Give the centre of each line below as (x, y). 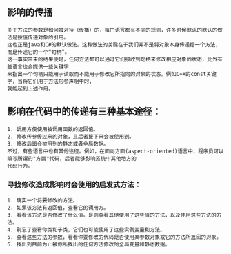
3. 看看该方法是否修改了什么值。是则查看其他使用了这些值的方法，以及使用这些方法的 (112, 215)
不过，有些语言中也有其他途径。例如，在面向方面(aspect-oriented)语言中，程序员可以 (115, 151)
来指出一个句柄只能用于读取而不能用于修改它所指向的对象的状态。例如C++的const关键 (112, 74)
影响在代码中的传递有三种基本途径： (84, 111)
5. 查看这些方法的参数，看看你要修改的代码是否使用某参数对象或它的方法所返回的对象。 (114, 237)
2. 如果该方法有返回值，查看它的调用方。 (58, 208)
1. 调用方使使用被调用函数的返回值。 (53, 129)
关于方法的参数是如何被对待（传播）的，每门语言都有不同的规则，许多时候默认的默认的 (112, 30)
